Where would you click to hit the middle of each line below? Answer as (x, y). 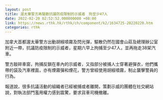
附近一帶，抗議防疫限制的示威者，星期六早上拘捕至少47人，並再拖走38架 (78, 48)
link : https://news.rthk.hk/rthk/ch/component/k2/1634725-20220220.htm (79, 23)
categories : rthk (23, 28)
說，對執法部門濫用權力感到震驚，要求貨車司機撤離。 (58, 93)
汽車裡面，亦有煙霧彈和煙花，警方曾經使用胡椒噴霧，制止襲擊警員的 (90, 70)
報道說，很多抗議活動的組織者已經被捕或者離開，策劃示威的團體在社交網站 (79, 86)
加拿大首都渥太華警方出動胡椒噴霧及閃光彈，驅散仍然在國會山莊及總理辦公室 (81, 42)
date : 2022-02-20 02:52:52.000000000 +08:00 (51, 18)
